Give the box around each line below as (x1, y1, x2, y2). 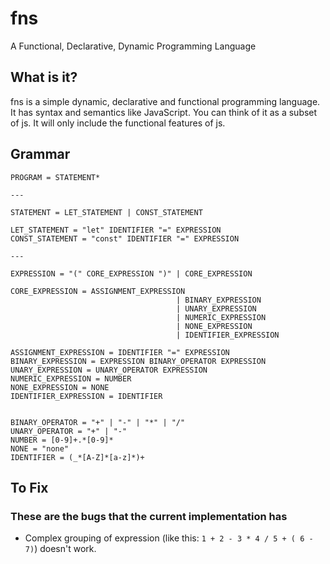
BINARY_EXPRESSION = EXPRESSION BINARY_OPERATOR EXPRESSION (10, 356, 267, 366)
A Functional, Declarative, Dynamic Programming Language (10, 40, 257, 52)
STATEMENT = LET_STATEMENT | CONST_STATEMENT (10, 207, 203, 217)
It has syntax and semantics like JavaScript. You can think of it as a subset (10, 106, 318, 118)
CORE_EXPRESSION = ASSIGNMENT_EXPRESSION (10, 286, 186, 296)
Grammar (10, 146, 71, 163)
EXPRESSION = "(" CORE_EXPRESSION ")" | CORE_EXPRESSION (10, 268, 253, 279)
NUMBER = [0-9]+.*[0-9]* (10, 435, 114, 445)
